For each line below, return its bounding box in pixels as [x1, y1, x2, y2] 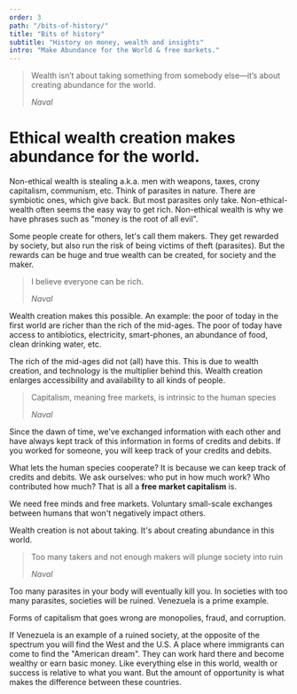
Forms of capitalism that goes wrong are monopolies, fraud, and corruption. [9, 612, 286, 623]
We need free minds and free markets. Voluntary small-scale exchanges [9, 498, 273, 510]
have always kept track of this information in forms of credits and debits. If [9, 436, 281, 447]
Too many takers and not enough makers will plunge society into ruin [30, 551, 284, 563]
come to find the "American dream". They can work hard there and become [9, 649, 285, 659]
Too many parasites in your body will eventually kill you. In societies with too [9, 586, 288, 597]
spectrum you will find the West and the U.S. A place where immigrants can [9, 639, 285, 650]
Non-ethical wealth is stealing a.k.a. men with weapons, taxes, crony [9, 176, 260, 187]
